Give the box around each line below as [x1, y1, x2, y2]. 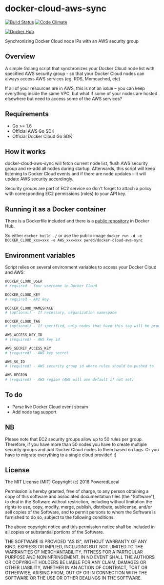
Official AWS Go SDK [12, 128, 55, 134]
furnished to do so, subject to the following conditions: [5, 514, 115, 520]
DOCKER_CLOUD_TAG [5, 319, 41, 324]
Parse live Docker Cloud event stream [12, 404, 88, 410]
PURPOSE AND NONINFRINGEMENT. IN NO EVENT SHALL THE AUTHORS [5, 554, 155, 560]
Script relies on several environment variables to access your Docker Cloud [5, 264, 157, 270]
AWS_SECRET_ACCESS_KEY [5, 346, 51, 351]
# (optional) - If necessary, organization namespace [5, 310, 117, 315]
